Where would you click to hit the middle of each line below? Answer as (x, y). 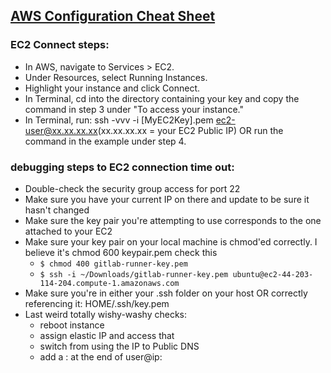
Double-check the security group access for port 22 (132, 188)
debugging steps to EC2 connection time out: (122, 167)
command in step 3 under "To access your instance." (134, 109)
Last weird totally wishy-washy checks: (105, 314)
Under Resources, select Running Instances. (116, 77)
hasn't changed (57, 210)
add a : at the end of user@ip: (101, 356)
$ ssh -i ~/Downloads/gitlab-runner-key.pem (134, 274)
